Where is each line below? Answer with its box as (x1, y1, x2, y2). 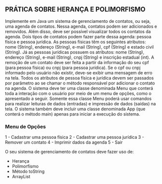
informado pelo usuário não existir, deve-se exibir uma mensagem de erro (5, 69, 153, 76)
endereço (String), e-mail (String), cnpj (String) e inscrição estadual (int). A (5, 54, 154, 60)
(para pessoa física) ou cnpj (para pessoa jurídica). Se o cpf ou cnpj (5, 65, 141, 70)
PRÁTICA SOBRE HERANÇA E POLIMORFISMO (5, 5, 146, 14)
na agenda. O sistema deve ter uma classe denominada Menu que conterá (5, 85, 153, 91)
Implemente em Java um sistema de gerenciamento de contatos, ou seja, (5, 18, 151, 24)
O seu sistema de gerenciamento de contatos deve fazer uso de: (5, 149, 134, 155)
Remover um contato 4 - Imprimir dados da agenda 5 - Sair (5, 139, 123, 145)
